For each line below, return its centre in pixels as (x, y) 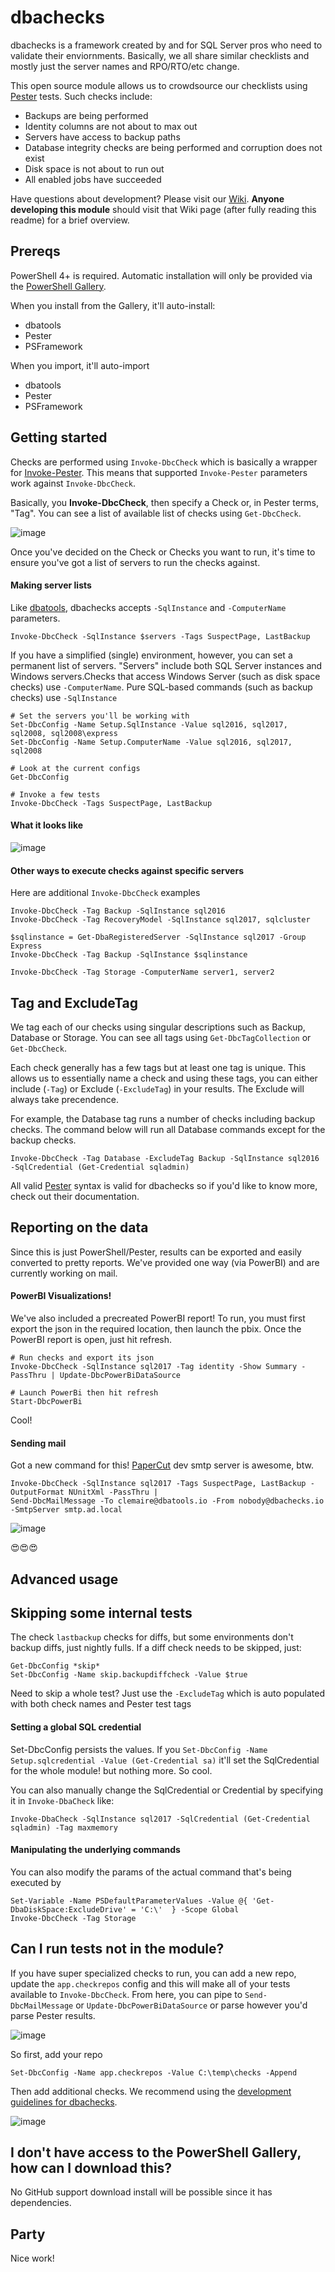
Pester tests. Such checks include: (81, 96)
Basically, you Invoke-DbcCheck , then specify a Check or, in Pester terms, (165, 502)
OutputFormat (37, 1492)
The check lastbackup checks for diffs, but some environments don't (152, 1637)
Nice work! (32, 2258)
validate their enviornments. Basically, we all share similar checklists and (160, 55)
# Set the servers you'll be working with (100, 716)
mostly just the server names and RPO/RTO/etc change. (125, 66)
